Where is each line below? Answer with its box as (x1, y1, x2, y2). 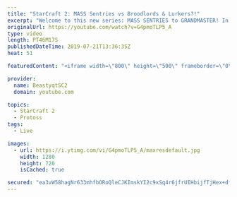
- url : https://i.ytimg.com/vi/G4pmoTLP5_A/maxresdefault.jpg (13, 146, 200, 154)
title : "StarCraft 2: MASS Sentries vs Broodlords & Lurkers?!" (7, 10, 200, 18)
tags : (7, 121, 23, 128)
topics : (7, 101, 30, 108)
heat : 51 (7, 50, 33, 57)
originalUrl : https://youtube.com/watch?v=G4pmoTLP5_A (7, 23, 172, 30)
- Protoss (13, 114, 42, 121)
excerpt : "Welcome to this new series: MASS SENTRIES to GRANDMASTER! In (7, 17, 229, 24)
